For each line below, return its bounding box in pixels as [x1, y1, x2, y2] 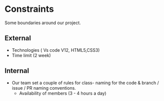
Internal [4, 67, 29, 75]
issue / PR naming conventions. [11, 85, 76, 91]
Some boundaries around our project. [4, 20, 81, 26]
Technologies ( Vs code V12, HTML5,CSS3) [11, 47, 100, 53]
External [4, 34, 31, 42]
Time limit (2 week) [11, 52, 51, 58]
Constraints [4, 3, 54, 15]
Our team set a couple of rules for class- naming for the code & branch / [11, 80, 159, 86]
